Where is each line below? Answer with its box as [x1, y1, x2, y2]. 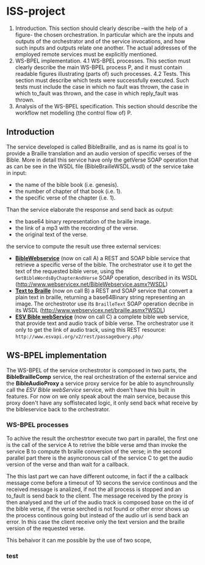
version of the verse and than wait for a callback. [6, 460, 129, 468]
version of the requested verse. [6, 525, 85, 532]
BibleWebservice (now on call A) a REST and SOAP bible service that [15, 254, 190, 261]
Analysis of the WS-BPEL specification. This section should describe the [15, 102, 198, 110]
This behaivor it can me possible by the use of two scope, [6, 536, 152, 544]
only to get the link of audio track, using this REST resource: [15, 326, 166, 333]
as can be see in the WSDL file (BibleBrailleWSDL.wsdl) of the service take [6, 162, 194, 170]
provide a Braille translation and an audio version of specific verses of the [6, 149, 192, 157]
